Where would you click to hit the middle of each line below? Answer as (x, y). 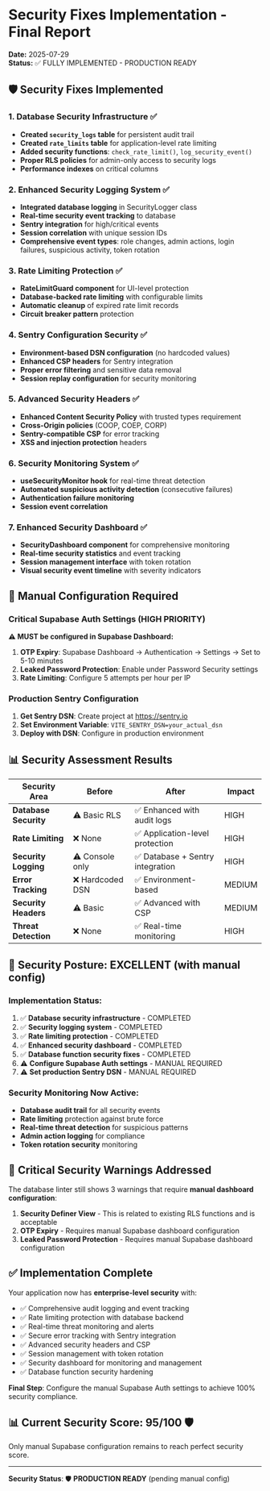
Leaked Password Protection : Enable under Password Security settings (139, 669)
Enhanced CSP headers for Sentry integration (96, 361)
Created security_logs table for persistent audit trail (107, 134)
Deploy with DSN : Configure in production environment (112, 733)
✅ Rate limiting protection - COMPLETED (89, 1036)
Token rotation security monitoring (79, 1145)
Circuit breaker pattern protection (77, 314)
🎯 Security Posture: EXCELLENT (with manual (125, 965)
